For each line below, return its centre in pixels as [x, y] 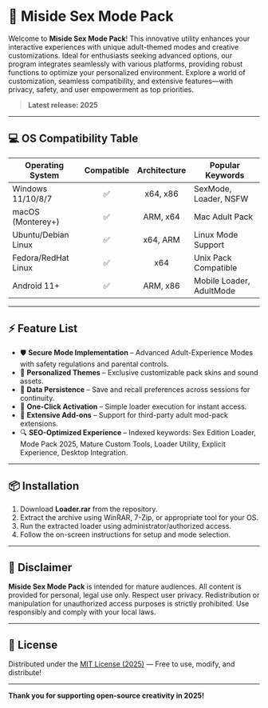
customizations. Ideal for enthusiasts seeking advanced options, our [120, 55]
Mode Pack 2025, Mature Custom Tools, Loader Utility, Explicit [122, 444]
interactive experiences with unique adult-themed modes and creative [124, 46]
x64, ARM [162, 239]
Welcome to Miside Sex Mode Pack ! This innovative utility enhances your [129, 38]
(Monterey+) [36, 222]
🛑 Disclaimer [40, 567]
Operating [45, 165]
